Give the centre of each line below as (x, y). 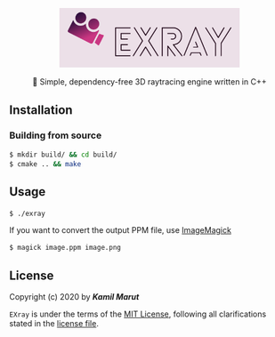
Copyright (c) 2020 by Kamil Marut (74, 297)
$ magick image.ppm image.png (65, 248)
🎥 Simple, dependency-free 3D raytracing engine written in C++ (150, 82)
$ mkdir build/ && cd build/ (63, 155)
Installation (41, 110)
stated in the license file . (54, 324)
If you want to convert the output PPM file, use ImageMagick (120, 230)
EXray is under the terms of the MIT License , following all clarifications (138, 314)
